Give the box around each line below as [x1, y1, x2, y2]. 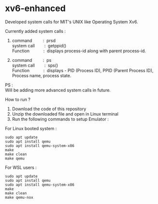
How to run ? [5, 96, 30, 102]
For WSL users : [5, 164, 37, 170]
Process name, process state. [12, 73, 72, 78]
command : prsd [12, 37, 56, 44]
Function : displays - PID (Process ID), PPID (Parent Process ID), [12, 67, 154, 73]
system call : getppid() [12, 43, 67, 48]
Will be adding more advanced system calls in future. [5, 87, 111, 93]
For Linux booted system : [5, 125, 57, 131]
